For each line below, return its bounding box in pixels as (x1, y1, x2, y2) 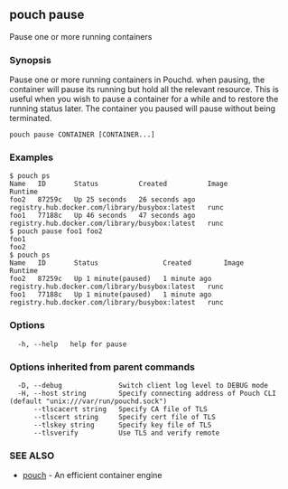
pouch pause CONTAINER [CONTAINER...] (9, 130, 155, 139)
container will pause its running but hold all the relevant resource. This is (9, 84, 280, 95)
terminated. (9, 113, 52, 124)
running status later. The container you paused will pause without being (9, 103, 276, 114)
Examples (9, 151, 54, 164)
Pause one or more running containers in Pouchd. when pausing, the (9, 74, 265, 85)
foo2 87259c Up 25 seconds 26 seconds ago (9, 195, 196, 204)
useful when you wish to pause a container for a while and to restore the (9, 94, 279, 105)
